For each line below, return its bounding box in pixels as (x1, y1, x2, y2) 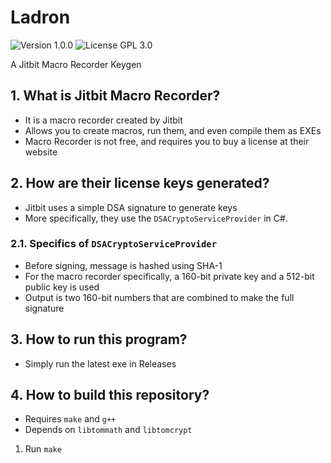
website (24, 146, 58, 158)
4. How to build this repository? (10, 387, 210, 404)
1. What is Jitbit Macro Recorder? (10, 87, 221, 105)
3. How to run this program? (10, 331, 188, 348)
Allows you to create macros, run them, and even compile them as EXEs (24, 124, 322, 136)
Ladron (10, 6, 71, 29)
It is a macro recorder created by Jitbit (24, 114, 183, 126)
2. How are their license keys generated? (10, 175, 270, 192)
